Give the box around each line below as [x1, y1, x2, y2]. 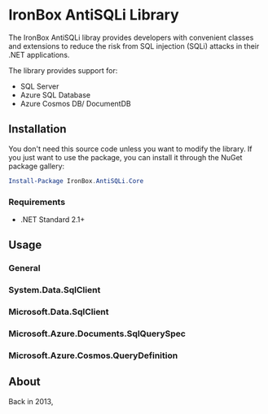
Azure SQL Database [20, 89, 91, 99]
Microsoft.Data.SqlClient [8, 307, 109, 318]
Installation [8, 122, 67, 136]
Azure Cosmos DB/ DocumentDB [20, 98, 132, 108]
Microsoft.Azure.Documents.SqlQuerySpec [8, 328, 186, 339]
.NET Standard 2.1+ [20, 214, 86, 224]
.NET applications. [8, 50, 70, 59]
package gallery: [8, 161, 65, 171]
